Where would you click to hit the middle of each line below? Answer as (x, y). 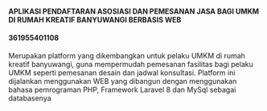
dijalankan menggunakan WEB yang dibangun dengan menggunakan (123, 81)
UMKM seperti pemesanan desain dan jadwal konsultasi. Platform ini (122, 73)
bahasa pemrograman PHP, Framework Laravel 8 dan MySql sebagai (122, 89)
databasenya (30, 98)
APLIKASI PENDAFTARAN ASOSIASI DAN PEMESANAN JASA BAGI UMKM (134, 11)
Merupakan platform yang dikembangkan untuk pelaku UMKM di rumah (127, 55)
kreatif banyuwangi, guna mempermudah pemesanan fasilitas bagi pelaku (131, 64)
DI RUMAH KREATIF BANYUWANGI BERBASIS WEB (95, 19)
